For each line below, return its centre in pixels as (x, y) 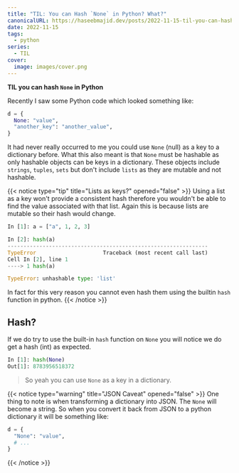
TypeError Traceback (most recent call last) (108, 253)
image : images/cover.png (51, 67)
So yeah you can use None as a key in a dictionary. (98, 380)
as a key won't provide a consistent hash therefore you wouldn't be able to (117, 199)
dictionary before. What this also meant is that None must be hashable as (113, 155)
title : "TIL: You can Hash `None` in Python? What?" (87, 14)
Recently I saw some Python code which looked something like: (101, 101)
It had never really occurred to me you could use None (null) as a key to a (113, 147)
